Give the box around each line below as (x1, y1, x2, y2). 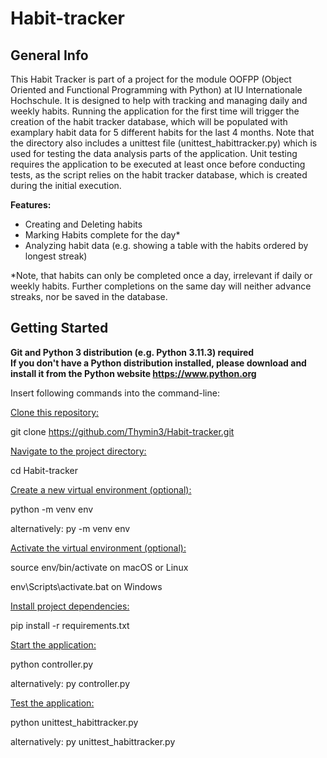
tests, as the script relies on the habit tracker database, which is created (10, 169, 308, 181)
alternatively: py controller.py (10, 677, 131, 689)
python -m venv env (10, 503, 94, 515)
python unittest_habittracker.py (10, 716, 139, 728)
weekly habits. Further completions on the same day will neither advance (10, 280, 312, 292)
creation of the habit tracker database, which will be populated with (10, 116, 288, 127)
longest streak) (24, 250, 88, 262)
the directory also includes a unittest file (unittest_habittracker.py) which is (10, 137, 318, 149)
